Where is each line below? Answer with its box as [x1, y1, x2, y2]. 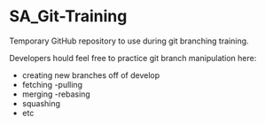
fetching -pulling [21, 79, 82, 90]
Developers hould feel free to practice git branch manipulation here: [9, 52, 257, 63]
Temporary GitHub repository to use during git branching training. [9, 35, 250, 46]
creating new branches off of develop [21, 69, 160, 81]
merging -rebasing [21, 89, 90, 99]
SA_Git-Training [9, 6, 128, 27]
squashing [21, 98, 60, 108]
